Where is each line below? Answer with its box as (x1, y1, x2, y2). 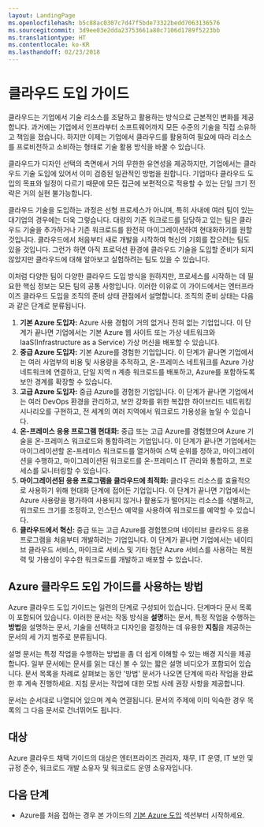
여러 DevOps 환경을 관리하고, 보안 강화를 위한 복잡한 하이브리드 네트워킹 (28, 397, 252, 406)
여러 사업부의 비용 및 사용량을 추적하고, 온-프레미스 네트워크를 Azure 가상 (28, 357, 255, 367)
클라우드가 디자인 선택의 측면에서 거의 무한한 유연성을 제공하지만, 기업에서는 (8, 159, 242, 168)
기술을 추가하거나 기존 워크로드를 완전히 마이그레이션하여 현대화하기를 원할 (22, 224, 253, 234)
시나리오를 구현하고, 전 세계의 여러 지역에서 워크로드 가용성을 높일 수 (19, 406, 230, 415)
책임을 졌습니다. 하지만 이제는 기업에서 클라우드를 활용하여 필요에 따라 (16, 132, 231, 141)
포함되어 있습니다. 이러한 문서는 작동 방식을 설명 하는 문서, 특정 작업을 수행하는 (16, 612, 256, 622)
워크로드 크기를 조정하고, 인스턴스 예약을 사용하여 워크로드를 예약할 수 (19, 505, 235, 514)
